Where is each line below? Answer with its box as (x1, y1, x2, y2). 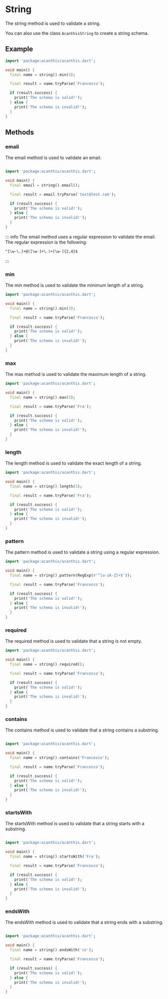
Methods (5, 128, 34, 136)
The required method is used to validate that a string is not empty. (5, 638, 142, 644)
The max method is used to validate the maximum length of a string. (5, 371, 147, 377)
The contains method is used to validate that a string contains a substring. (5, 727, 159, 733)
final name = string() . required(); (10, 662, 85, 667)
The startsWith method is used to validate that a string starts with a (5, 821, 145, 827)
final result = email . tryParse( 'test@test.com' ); (10, 191, 116, 197)
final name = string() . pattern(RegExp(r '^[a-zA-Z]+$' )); (10, 573, 132, 578)
